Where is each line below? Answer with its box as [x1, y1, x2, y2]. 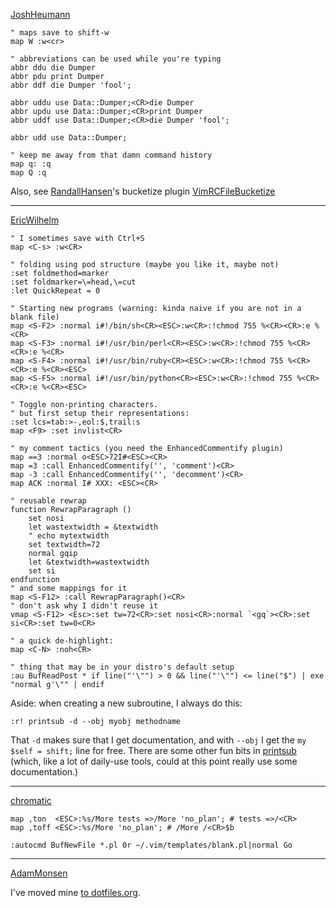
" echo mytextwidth [28, 531, 110, 541]
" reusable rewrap [10, 496, 87, 506]
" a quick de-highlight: [10, 636, 114, 646]
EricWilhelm [10, 214, 60, 226]
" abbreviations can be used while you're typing [10, 54, 222, 64]
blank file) [10, 312, 60, 322]
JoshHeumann [10, 9, 71, 20]
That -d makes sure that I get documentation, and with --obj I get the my [10, 734, 307, 746]
